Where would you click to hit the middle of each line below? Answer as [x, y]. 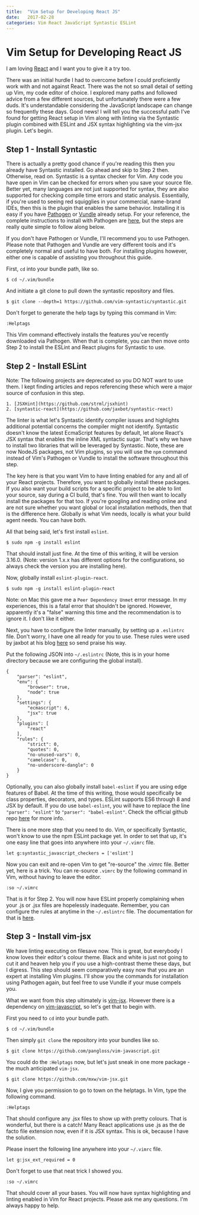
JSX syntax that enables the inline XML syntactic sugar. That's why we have [99, 439]
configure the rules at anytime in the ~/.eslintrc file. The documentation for [99, 911]
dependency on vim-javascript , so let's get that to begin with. [81, 1006]
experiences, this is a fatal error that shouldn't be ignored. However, [89, 606]
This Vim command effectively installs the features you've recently [87, 335]
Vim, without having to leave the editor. [54, 877]
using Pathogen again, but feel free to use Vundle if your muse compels [94, 982]
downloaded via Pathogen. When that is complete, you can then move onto [98, 341]
